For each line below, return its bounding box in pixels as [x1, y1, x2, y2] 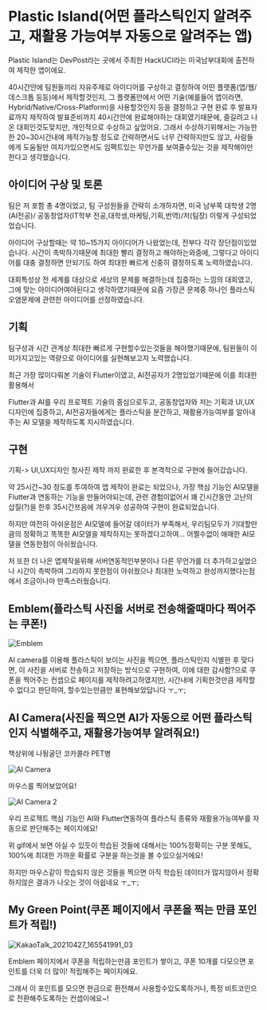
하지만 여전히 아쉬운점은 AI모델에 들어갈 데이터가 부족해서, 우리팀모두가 [8, 519, 230, 529]
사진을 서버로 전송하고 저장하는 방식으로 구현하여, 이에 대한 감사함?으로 [26, 665, 248, 675]
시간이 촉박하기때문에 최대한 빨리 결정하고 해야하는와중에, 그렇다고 [31, 247, 238, 257]
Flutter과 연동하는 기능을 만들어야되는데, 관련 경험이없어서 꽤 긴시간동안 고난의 [8, 493, 253, 502]
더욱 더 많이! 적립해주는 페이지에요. [29, 966, 138, 976]
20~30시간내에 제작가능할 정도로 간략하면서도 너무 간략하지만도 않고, [16, 132, 233, 142]
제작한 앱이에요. [16, 65, 66, 74]
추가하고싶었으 [211, 557, 257, 566]
